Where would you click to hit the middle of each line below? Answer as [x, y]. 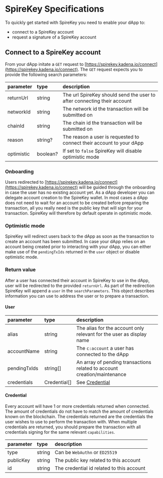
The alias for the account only [110, 328]
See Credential [93, 382]
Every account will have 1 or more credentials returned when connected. [77, 406]
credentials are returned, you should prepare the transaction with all [73, 427]
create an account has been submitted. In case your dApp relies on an [75, 242]
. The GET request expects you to [110, 69]
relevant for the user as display [112, 334]
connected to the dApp [103, 354]
